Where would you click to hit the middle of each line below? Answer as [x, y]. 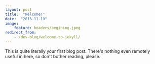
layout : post [19, 10]
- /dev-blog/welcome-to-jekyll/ [47, 37]
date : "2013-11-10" [26, 19]
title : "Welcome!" [25, 14]
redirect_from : [21, 32]
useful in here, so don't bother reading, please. [53, 56]
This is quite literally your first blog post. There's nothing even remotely [78, 51]
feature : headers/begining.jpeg [47, 28]
